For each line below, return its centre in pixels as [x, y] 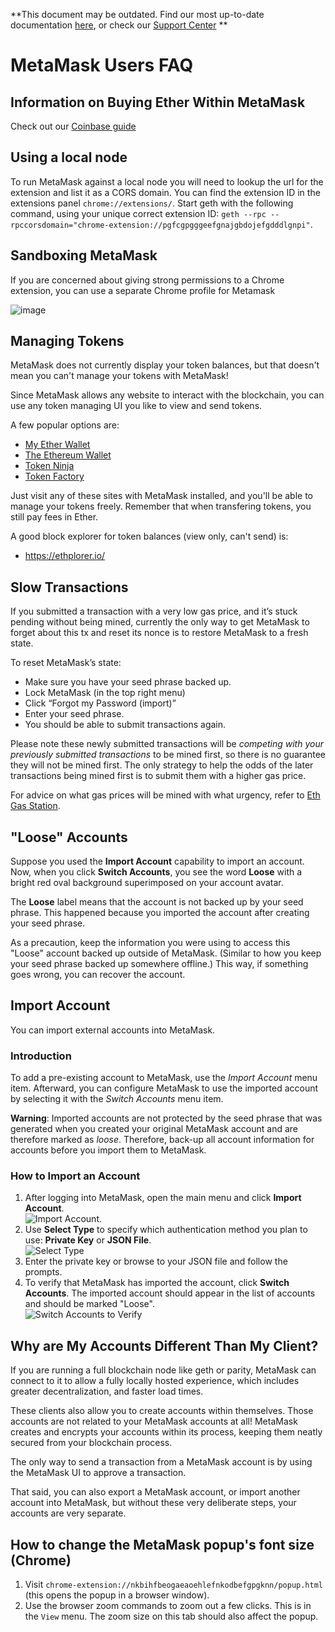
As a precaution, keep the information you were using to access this [150, 943]
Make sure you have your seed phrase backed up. [128, 682]
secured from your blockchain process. [91, 1443]
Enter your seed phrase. [74, 714]
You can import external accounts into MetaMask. [113, 1030]
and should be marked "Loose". [89, 1304]
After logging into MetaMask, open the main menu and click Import [163, 1198]
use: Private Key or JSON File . [88, 1240]
